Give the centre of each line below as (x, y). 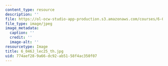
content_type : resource (30, 10)
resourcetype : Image (27, 47)
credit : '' (21, 38)
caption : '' (22, 33)
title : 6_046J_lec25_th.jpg (34, 51)
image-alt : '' (24, 42)
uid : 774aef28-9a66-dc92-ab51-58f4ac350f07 (51, 56)
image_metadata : (22, 28)
